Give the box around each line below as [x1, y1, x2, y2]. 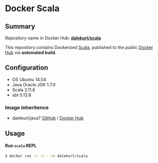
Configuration [5, 64, 48, 72]
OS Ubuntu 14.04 [12, 76, 47, 82]
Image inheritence [5, 104, 49, 111]
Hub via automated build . [5, 49, 57, 55]
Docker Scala [5, 3, 60, 14]
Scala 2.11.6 [12, 87, 35, 93]
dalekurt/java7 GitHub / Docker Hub [12, 115, 84, 121]
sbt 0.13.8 [12, 92, 32, 98]
